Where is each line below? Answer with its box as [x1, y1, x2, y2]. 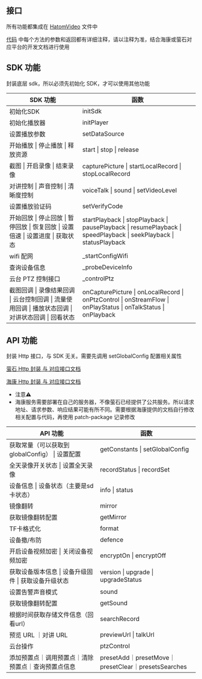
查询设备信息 [9, 263, 46, 271]
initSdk [82, 107, 102, 115]
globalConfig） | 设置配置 [9, 450, 81, 458]
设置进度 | [26, 232, 55, 240]
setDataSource [82, 129, 124, 137]
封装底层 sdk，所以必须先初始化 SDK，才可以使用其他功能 [6, 80, 150, 87]
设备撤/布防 [9, 536, 42, 545]
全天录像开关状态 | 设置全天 [9, 461, 87, 470]
